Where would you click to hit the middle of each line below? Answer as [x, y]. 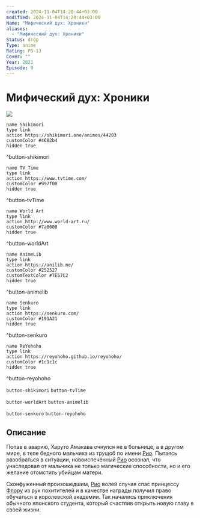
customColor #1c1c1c [32, 362]
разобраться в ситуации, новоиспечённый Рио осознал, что [83, 460]
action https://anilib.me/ [40, 265]
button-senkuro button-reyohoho [46, 414]
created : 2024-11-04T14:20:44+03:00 [52, 12]
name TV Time [23, 168]
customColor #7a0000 [32, 227]
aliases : [17, 29]
